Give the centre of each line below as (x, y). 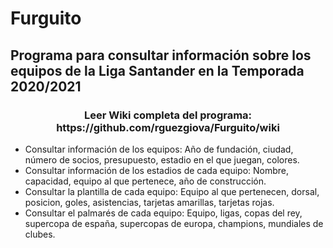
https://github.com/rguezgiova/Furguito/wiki (168, 127)
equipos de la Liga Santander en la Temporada (157, 70)
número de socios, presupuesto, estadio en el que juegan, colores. (162, 159)
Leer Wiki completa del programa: (168, 115)
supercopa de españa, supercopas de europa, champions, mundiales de (174, 223)
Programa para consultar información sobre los (161, 55)
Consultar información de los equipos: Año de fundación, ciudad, (159, 149)
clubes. (40, 234)
